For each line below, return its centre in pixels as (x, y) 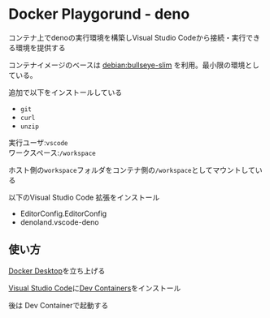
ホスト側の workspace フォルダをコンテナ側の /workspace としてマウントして (132, 170)
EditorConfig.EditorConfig (63, 213)
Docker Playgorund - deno (99, 14)
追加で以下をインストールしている (65, 92)
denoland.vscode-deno (59, 222)
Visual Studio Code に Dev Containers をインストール (95, 288)
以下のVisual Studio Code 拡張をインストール (84, 197)
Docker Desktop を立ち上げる (57, 271)
